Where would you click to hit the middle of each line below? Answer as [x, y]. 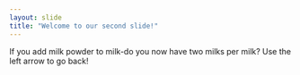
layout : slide [36, 17]
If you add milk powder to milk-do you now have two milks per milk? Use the [150, 51]
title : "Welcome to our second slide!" [84, 26]
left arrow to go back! [49, 61]
